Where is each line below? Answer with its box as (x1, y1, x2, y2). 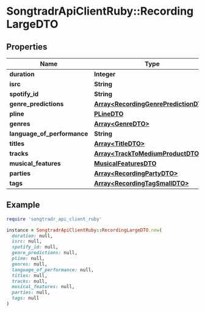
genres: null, (12, 261, 48, 267)
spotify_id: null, (12, 244, 59, 250)
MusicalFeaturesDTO (94, 159, 157, 167)
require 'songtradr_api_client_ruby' (6, 216, 103, 222)
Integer (94, 70, 116, 78)
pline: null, (12, 255, 45, 262)
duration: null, (12, 233, 53, 239)
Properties (6, 42, 48, 52)
